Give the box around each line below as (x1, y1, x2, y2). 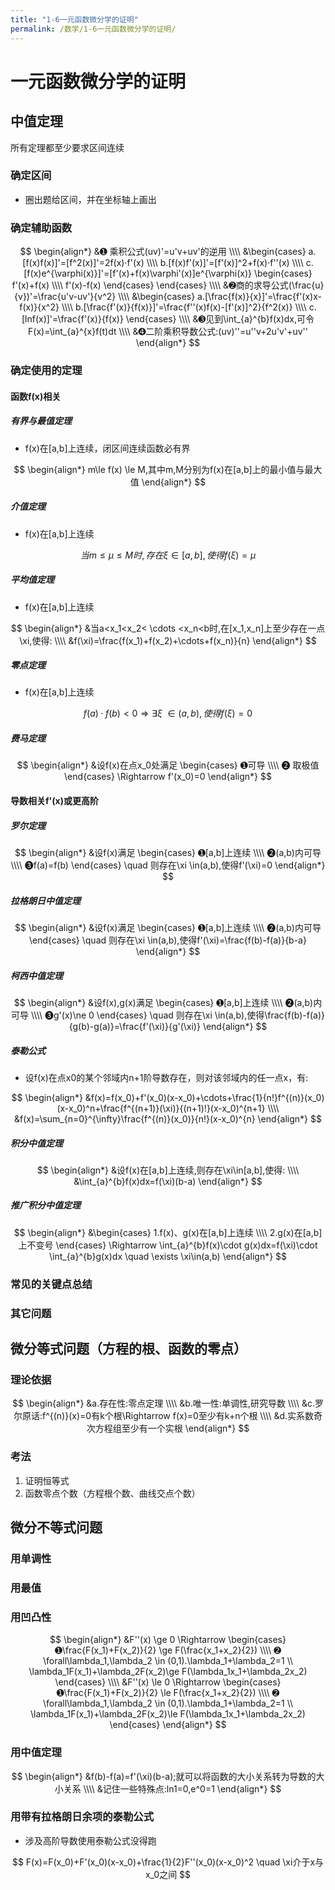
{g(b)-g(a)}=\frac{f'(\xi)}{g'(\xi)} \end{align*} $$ (68, 1020, 268, 1032)
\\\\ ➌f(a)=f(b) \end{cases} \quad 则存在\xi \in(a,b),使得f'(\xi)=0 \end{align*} (10, 859, 326, 871)
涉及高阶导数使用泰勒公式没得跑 (24, 1834, 157, 1846)
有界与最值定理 (10, 415, 72, 427)
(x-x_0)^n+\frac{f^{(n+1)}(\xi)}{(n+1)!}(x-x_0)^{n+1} (56, 1102, 266, 1114)
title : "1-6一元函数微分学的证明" (10, 14, 139, 25)
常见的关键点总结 (10, 1277, 93, 1291)
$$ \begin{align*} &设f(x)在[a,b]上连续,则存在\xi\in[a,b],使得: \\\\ (36, 1164, 300, 1176)
